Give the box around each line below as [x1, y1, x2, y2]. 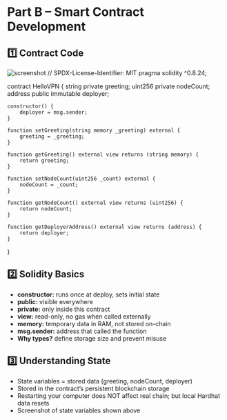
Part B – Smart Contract [7, 4, 145, 20]
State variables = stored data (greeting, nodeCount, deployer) [17, 377, 193, 385]
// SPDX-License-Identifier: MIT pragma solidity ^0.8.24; [47, 69, 207, 77]
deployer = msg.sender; [19, 109, 88, 116]
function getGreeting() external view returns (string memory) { [7, 151, 199, 158]
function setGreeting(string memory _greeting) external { [7, 127, 181, 134]
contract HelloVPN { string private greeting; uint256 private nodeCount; [7, 82, 210, 90]
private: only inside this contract [17, 305, 110, 313]
